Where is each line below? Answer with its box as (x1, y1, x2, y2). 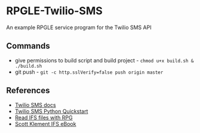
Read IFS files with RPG (14, 114, 73, 121)
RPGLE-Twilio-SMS (6, 4, 103, 18)
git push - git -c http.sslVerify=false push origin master (14, 68, 164, 75)
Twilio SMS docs (14, 101, 56, 108)
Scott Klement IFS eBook (14, 120, 76, 127)
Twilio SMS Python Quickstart (14, 107, 88, 115)
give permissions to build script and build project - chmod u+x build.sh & (14, 56, 194, 64)
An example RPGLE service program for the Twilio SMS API (6, 24, 152, 31)
